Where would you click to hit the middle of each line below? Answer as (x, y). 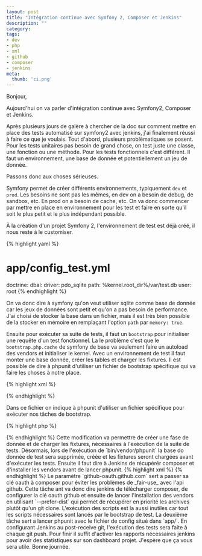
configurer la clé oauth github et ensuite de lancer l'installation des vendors (100, 496)
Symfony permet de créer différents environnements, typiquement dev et (96, 189)
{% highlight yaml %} (33, 244)
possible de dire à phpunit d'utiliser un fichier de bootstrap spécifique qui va (101, 366)
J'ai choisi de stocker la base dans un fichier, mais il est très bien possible (98, 316)
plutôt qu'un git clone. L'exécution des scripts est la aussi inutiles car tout (97, 508)
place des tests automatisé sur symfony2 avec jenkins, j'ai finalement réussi (101, 133)
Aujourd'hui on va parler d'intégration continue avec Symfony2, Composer (99, 108)
